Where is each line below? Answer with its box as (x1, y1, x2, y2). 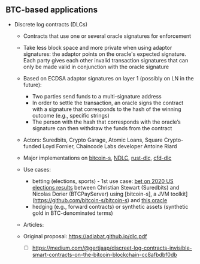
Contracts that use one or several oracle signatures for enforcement (23, 32, 192, 40)
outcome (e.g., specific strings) (32, 112, 110, 119)
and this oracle (131, 196, 168, 203)
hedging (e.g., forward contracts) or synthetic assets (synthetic (32, 203, 189, 210)
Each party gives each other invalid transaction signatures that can (23, 56, 189, 64)
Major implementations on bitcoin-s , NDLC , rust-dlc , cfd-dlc (23, 154, 172, 161)
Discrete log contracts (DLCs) (14, 20, 88, 28)
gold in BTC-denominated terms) (32, 209, 113, 217)
